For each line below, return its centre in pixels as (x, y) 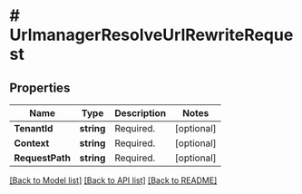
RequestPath (42, 158)
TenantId (34, 128)
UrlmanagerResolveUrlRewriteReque (151, 35)
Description (140, 113)
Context (32, 143)
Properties (40, 87)
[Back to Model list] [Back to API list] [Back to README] (113, 180)
